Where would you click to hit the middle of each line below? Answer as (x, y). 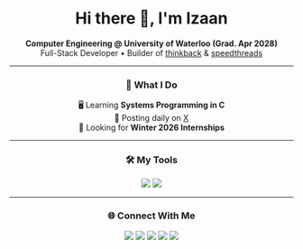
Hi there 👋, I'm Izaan (151, 18)
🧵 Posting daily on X (151, 118)
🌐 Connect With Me (151, 216)
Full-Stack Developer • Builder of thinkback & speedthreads (151, 52)
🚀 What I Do (151, 85)
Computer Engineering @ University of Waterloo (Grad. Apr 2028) (151, 43)
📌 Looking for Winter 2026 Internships (151, 128)
